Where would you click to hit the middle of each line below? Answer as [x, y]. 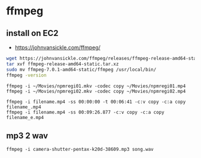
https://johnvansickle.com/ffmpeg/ [57, 47]
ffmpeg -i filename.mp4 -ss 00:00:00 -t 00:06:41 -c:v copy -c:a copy [96, 102]
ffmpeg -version [26, 75]
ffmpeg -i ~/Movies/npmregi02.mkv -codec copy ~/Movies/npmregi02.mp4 [96, 91]
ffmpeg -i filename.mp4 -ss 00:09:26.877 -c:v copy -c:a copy [85, 112]
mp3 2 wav [27, 136]
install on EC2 [32, 33]
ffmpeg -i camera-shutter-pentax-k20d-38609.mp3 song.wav [80, 150]
